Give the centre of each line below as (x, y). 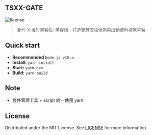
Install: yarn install (33, 62)
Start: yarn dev (27, 67)
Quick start (23, 46)
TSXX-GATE (24, 8)
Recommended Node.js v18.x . (43, 57)
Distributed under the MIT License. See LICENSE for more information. (76, 128)
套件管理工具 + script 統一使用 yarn (48, 100)
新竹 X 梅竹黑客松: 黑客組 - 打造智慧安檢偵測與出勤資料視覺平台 (81, 30)
